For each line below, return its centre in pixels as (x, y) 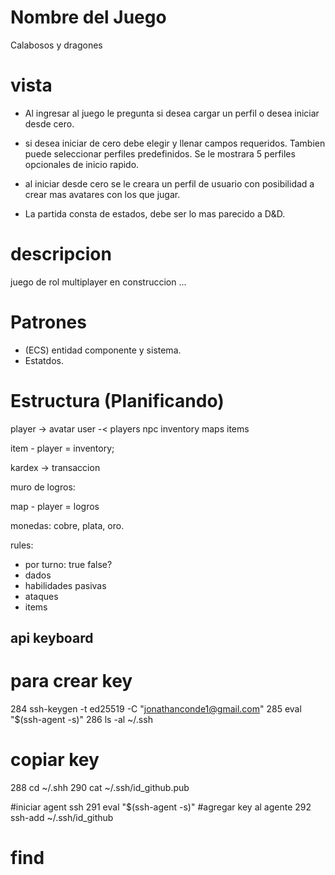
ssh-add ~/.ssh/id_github (62, 817)
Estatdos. (44, 360)
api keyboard (52, 638)
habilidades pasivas (65, 585)
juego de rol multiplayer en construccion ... (98, 282)
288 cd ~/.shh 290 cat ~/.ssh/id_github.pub (100, 787)
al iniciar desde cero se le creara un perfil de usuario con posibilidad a (169, 183)
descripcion (61, 254)
